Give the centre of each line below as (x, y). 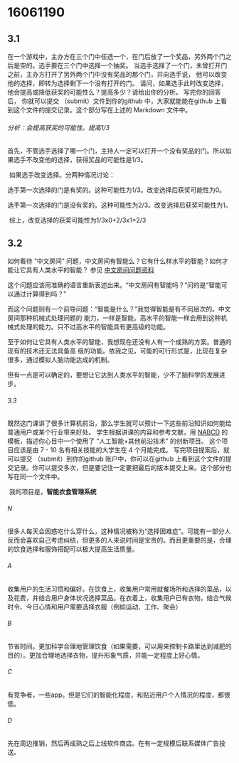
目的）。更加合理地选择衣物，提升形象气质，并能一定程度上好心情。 (106, 655)
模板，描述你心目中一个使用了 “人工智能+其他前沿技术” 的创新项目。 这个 (115, 441)
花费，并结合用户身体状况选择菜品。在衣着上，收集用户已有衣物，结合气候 (122, 597)
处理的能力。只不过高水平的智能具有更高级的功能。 (94, 327)
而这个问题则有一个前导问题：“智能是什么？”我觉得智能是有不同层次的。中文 (119, 309)
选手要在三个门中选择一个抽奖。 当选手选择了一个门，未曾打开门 (133, 65)
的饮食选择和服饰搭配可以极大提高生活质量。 (73, 549)
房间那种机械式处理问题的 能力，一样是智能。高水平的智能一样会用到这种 (114, 318)
